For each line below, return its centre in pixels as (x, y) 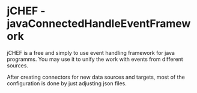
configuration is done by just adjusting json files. (67, 83)
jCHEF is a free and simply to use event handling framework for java (91, 52)
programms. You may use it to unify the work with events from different (95, 59)
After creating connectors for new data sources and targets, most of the (96, 77)
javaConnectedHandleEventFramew (99, 24)
